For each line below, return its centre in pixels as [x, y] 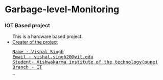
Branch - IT [27, 67]
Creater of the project [35, 42]
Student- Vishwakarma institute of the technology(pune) [85, 62]
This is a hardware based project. [47, 36]
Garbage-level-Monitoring [62, 9]
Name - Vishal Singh [38, 52]
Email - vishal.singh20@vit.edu [53, 57]
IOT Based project [28, 26]
